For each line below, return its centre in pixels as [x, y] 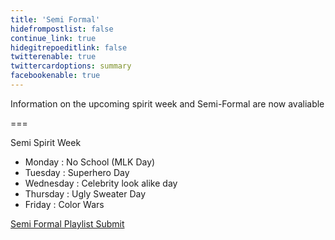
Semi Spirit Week [46, 142]
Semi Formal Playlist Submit [67, 223]
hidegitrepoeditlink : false [69, 47]
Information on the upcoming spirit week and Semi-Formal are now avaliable [167, 103]
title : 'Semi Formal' [55, 19]
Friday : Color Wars [64, 204]
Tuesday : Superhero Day [77, 172]
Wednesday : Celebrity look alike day [101, 183]
